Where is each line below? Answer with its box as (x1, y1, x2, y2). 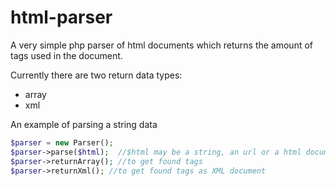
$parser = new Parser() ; (10, 137, 114, 148)
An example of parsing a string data (10, 118, 158, 130)
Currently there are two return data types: (10, 69, 183, 81)
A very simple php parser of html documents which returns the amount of (10, 39, 313, 51)
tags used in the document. (10, 49, 123, 61)
